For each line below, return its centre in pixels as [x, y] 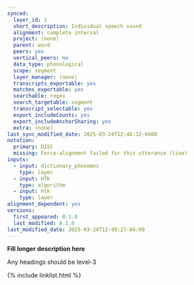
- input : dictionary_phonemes [56, 166]
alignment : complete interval [56, 32]
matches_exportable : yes [48, 90]
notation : [21, 141]
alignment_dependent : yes [44, 204]
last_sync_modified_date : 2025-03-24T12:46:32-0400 [82, 134]
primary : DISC [33, 147]
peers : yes [29, 52]
